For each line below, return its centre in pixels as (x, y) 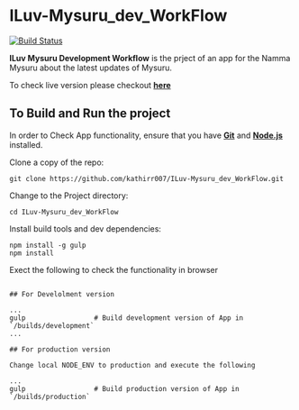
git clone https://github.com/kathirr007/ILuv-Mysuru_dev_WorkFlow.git (146, 178)
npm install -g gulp (48, 245)
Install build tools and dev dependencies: (86, 228)
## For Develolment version (62, 294)
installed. (26, 144)
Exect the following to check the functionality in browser (114, 269)
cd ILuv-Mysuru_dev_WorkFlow (64, 212)
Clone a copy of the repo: (57, 162)
